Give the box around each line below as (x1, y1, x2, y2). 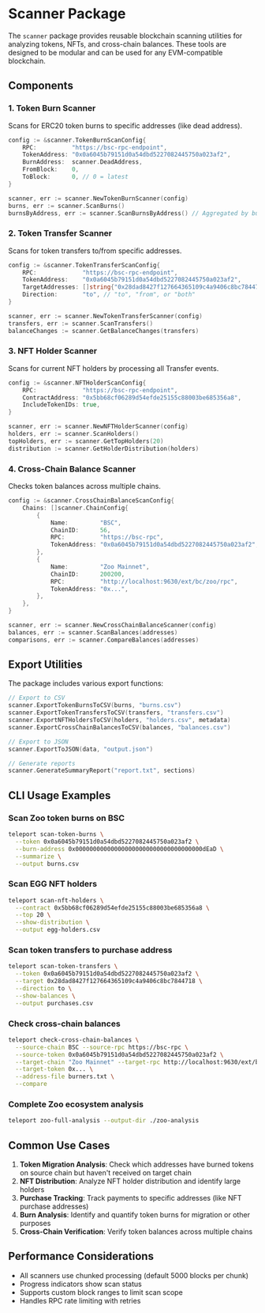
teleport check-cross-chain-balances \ (8, 1035, 140, 1044)
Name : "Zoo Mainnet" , (50, 562, 150, 570)
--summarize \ (15, 852, 62, 861)
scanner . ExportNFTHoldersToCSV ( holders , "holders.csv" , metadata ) (8, 717, 231, 725)
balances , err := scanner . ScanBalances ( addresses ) (8, 628, 178, 637)
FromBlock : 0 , (22, 165, 80, 174)
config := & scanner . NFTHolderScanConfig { (8, 379, 147, 387)
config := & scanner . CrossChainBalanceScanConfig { (8, 497, 175, 505)
